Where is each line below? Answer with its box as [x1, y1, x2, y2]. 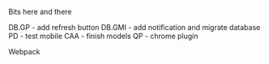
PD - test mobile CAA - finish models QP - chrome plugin [8, 32, 199, 41]
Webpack [8, 47, 41, 56]
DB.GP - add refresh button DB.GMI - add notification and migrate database [8, 23, 261, 32]
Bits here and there [8, 7, 72, 16]
